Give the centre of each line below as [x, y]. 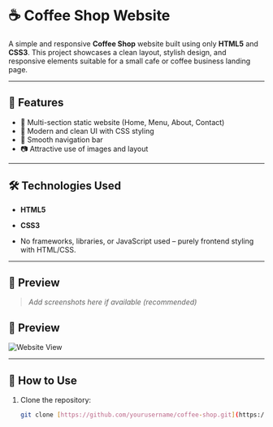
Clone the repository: [56, 400]
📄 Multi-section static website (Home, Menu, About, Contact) [122, 122]
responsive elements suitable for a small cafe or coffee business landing [130, 61]
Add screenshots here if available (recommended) [113, 302]
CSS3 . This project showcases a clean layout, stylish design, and [117, 52]
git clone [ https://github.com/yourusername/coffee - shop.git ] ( [130, 415]
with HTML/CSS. [48, 249]
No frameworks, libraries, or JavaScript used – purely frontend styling [137, 241]
